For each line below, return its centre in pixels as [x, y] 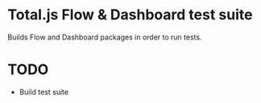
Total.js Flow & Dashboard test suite [130, 15]
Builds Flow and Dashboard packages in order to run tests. [105, 37]
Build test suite [44, 92]
